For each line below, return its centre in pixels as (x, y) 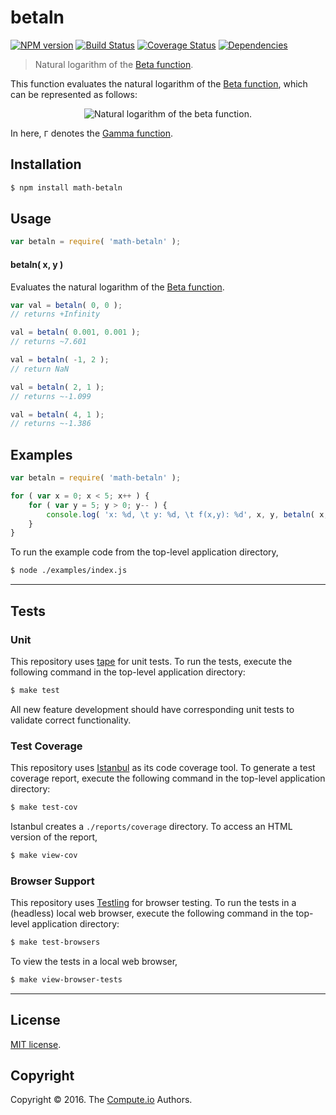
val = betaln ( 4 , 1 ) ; (57, 414)
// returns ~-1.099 (51, 396)
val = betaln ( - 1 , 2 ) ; (60, 360)
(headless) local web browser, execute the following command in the (152, 913)
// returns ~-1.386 (51, 424)
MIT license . (36, 1044)
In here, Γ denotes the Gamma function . (92, 133)
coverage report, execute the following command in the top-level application (168, 778)
